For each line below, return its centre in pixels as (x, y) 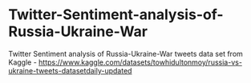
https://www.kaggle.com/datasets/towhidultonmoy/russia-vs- (141, 62)
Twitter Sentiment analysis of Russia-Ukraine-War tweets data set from (125, 53)
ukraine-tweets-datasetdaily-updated (70, 70)
